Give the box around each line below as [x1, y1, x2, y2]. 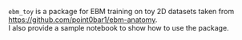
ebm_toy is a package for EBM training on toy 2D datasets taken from [8, 7, 235, 16]
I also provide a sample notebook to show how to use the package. [8, 24, 230, 32]
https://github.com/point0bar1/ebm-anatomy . [8, 15, 158, 24]
